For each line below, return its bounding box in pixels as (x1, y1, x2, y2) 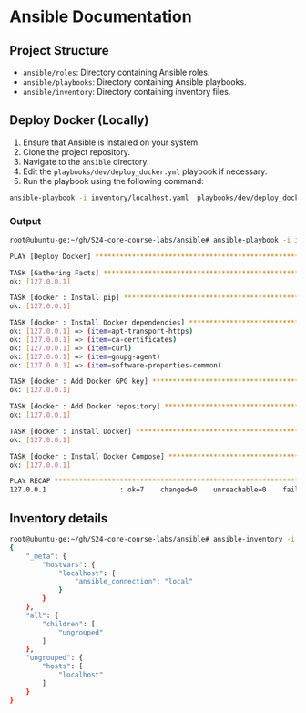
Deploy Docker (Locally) (9, 112, 149, 129)
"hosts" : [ (42, 662, 84, 671)
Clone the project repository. (22, 146, 130, 157)
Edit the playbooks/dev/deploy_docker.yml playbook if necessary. (22, 166, 268, 177)
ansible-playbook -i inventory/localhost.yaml (9, 193, 189, 202)
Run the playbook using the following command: (22, 175, 204, 186)
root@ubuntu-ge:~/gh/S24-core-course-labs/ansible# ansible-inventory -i (9, 535, 296, 544)
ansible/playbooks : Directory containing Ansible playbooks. (22, 77, 248, 88)
